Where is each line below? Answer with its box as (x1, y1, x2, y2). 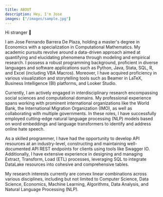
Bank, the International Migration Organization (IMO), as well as (5, 105, 133, 111)
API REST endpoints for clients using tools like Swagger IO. (31, 146, 150, 152)
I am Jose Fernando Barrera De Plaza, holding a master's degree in (5, 39, 140, 45)
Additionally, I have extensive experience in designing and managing (5, 151, 143, 157)
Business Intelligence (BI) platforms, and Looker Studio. (5, 80, 117, 86)
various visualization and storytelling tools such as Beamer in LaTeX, (5, 75, 143, 81)
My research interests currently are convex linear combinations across (5, 171, 147, 177)
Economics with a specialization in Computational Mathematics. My (5, 44, 141, 50)
